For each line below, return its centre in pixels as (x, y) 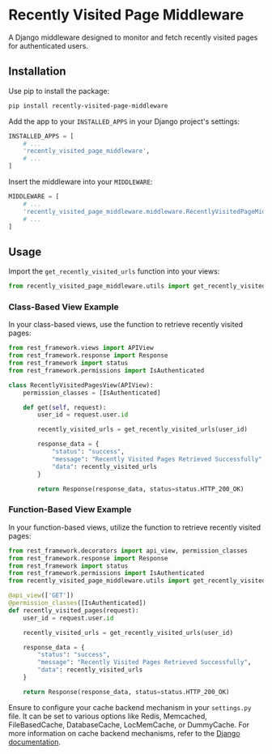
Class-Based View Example (64, 307)
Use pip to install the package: (59, 91)
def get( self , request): (65, 407)
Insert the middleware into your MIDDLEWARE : (81, 181)
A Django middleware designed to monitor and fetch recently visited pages (133, 37)
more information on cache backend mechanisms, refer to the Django (124, 733)
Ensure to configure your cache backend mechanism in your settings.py (130, 707)
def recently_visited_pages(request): (74, 610)
